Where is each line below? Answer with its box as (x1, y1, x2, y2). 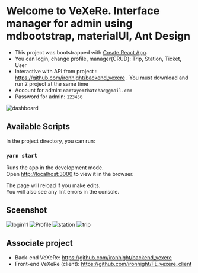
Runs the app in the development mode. (6, 164, 104, 171)
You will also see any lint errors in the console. (6, 188, 120, 195)
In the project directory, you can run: (6, 137, 95, 144)
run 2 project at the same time (14, 80, 89, 87)
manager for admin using (6, 17, 133, 30)
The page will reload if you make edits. (6, 182, 101, 189)
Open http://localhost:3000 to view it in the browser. (6, 171, 134, 178)
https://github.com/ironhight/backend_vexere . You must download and (14, 74, 189, 81)
